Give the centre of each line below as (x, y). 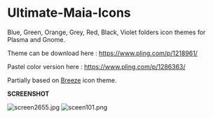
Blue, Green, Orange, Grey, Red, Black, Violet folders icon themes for (106, 32)
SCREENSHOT (28, 94)
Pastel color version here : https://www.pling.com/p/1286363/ (96, 66)
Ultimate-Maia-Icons (69, 13)
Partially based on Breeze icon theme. (62, 80)
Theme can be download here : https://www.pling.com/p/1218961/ (103, 53)
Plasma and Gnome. (36, 39)
